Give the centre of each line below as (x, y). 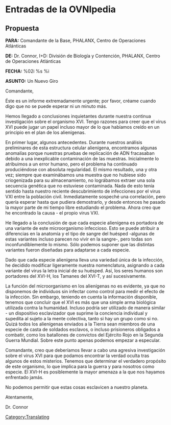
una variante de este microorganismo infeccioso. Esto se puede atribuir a (82, 228)
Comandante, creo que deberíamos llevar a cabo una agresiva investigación (85, 350)
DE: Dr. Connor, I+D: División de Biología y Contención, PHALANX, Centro (83, 56)
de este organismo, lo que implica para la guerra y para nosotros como (80, 367)
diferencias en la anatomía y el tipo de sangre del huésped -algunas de (80, 234)
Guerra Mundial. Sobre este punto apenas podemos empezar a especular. (83, 340)
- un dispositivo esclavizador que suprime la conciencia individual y (77, 313)
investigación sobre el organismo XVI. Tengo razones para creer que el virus (86, 122)
